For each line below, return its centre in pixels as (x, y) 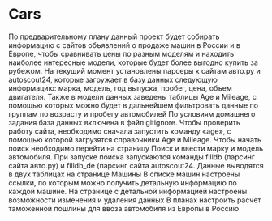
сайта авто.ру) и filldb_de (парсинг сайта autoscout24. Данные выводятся (136, 165)
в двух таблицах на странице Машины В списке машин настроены (124, 174)
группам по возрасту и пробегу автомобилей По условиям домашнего (132, 113)
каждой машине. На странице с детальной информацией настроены (128, 191)
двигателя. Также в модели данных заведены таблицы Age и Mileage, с (133, 96)
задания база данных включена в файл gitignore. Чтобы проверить (125, 122)
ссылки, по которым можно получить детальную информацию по (123, 182)
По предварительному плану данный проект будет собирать (114, 36)
